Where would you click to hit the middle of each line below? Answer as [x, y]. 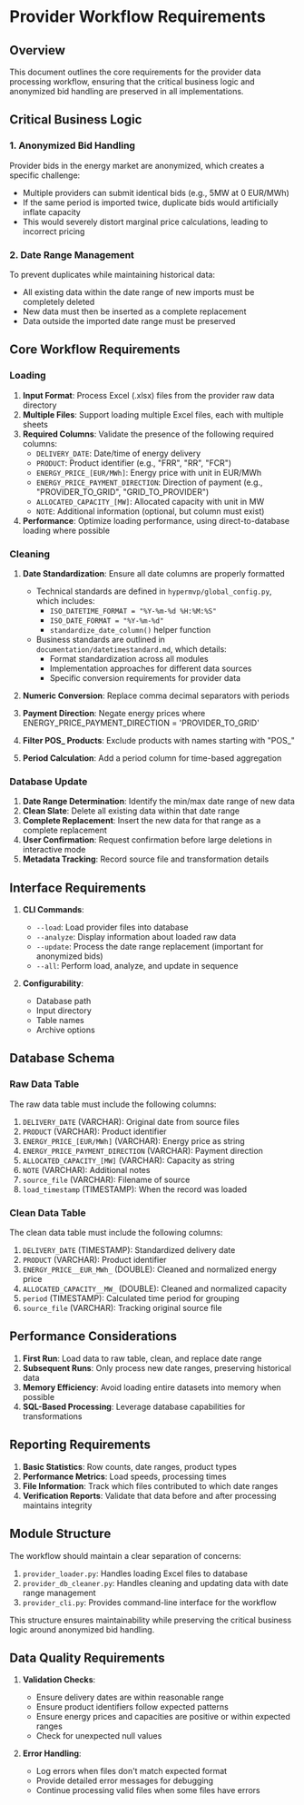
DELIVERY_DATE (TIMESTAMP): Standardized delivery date [129, 1250]
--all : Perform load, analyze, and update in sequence [137, 966]
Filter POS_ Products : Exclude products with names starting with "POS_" [158, 740]
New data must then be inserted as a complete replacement [134, 311]
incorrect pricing [54, 231]
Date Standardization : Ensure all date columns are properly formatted [154, 573]
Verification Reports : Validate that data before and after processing [149, 1495]
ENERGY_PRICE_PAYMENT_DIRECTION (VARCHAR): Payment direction [142, 1150]
